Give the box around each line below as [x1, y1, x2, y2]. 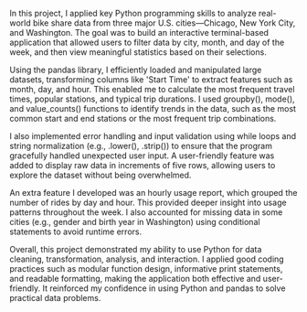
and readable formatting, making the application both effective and [9, 274, 261, 284]
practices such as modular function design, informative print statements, [9, 264, 283, 274]
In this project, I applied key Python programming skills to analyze [9, 8, 258, 18]
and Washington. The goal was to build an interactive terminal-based [9, 27, 270, 38]
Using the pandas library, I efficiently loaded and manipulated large [9, 64, 262, 75]
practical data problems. [9, 293, 101, 303]
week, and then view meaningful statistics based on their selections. [9, 47, 267, 58]
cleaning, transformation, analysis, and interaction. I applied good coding [9, 253, 285, 264]
